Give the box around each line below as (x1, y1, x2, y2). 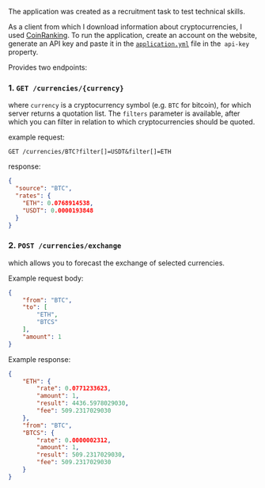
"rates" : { (15, 192, 51, 200)
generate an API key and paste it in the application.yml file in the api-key (8, 39, 250, 48)
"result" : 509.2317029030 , (36, 451, 126, 459)
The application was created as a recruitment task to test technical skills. (8, 7, 245, 16)
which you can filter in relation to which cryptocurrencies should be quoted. (8, 117, 256, 127)
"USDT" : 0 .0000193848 (22, 206, 93, 215)
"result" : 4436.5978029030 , (36, 399, 129, 407)
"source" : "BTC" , (15, 185, 73, 193)
